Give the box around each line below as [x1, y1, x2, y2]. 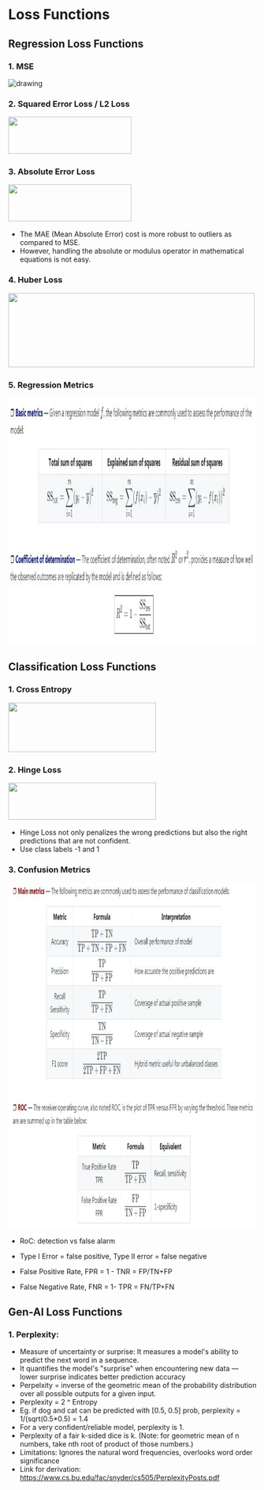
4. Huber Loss [8, 274, 63, 285]
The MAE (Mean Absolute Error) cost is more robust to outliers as [19, 229, 232, 239]
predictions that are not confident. [19, 836, 131, 846]
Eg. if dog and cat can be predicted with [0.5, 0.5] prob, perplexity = [19, 1405, 241, 1416]
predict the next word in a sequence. [19, 1356, 139, 1365]
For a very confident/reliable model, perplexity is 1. [19, 1423, 184, 1432]
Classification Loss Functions [8, 660, 157, 673]
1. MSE [8, 61, 34, 72]
